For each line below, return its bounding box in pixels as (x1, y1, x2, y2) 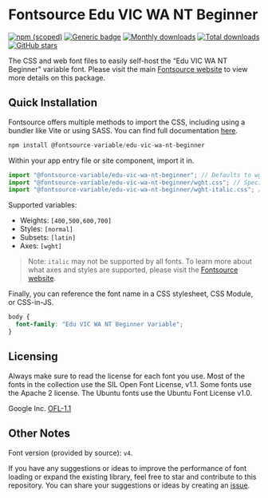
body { (8, 313, 30, 321)
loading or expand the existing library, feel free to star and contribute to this (8, 472, 257, 481)
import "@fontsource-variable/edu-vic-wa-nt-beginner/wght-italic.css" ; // (8, 186, 266, 194)
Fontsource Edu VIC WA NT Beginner (8, 6, 258, 24)
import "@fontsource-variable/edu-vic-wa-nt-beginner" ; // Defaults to (8, 171, 251, 179)
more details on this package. (8, 73, 106, 82)
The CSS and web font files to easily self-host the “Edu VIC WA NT (8, 56, 228, 65)
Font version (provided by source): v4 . (8, 448, 133, 457)
